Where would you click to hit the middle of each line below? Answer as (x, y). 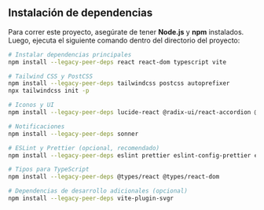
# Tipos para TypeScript (49, 169)
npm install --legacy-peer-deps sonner (73, 134)
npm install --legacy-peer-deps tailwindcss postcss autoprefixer (119, 83)
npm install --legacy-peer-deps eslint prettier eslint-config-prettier (130, 155)
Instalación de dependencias (81, 13)
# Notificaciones (37, 126)
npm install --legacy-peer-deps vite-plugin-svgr (91, 199)
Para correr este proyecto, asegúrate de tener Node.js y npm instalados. (126, 31)
